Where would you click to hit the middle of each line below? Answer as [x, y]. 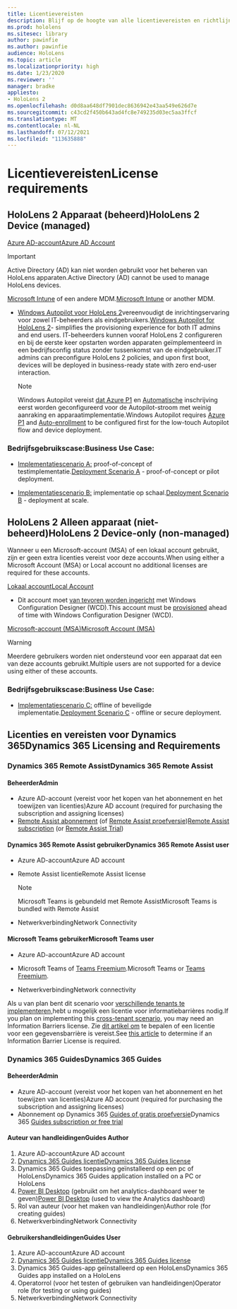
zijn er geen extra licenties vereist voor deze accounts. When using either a [116, 558]
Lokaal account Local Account [50, 587]
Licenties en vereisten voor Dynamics [92, 735]
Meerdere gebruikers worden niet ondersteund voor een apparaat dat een [115, 656]
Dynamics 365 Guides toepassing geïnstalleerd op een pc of [105, 1168]
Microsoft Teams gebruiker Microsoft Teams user [81, 939]
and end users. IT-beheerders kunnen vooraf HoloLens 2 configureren [120, 335]
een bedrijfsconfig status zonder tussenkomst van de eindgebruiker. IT [120, 350]
